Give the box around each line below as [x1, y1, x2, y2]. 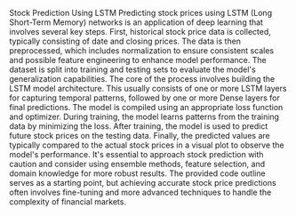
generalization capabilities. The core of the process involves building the [9, 74, 276, 84]
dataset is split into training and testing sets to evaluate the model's [9, 64, 256, 75]
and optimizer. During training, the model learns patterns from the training [9, 111, 280, 122]
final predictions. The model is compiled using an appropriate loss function [9, 102, 284, 112]
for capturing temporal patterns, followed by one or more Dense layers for [9, 92, 280, 103]
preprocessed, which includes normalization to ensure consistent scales [9, 45, 274, 56]
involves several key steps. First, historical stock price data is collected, [9, 27, 271, 36]
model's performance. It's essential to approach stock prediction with [9, 149, 264, 159]
